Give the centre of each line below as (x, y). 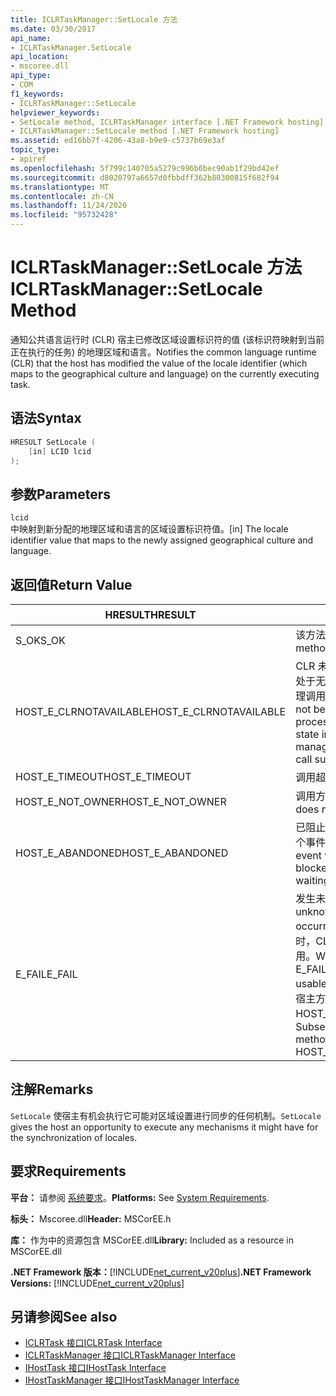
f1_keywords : (37, 94)
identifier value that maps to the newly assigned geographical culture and (162, 540)
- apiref (28, 159)
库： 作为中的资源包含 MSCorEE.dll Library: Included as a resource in (152, 1240)
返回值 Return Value (71, 584)
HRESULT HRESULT (150, 614)
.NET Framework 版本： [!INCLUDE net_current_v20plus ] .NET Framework (161, 1272)
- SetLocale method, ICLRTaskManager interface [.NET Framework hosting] (167, 122)
